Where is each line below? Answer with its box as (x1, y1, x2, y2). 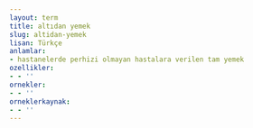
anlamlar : (9, 47, 47, 56)
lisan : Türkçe (9, 38, 63, 48)
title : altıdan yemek (9, 22, 91, 31)
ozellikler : (9, 64, 54, 73)
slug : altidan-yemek (9, 30, 88, 39)
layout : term (9, 13, 59, 23)
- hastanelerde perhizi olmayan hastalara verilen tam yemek (9, 55, 245, 64)
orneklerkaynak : (9, 96, 70, 106)
